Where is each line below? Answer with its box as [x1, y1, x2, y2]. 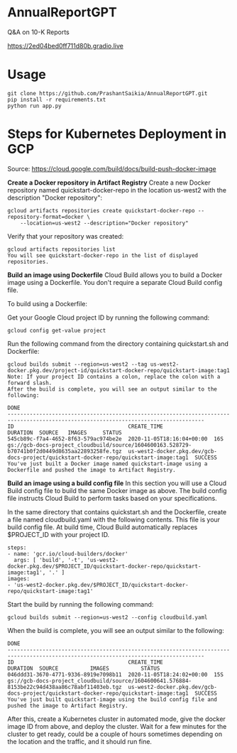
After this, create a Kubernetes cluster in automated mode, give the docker [7, 715, 226, 723]
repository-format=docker [7, 213, 84, 220]
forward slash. [7, 379, 53, 386]
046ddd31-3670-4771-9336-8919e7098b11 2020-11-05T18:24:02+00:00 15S [7, 671, 224, 678]
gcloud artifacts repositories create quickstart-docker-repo [7, 207, 195, 214]
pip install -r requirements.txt [7, 96, 106, 103]
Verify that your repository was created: [7, 232, 124, 240]
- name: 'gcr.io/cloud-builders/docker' [7, 550, 129, 558]
